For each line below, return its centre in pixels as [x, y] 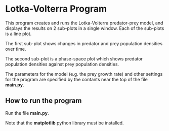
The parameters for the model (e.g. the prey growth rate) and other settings [84, 74]
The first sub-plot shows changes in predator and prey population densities [84, 43]
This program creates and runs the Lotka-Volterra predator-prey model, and [84, 23]
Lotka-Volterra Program [56, 9]
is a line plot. [18, 34]
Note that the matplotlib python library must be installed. [65, 123]
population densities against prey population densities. [62, 64]
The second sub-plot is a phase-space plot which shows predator [74, 58]
